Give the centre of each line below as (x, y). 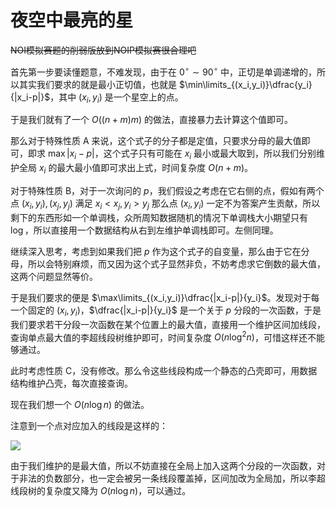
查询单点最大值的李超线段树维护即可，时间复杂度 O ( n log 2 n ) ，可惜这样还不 (163, 336)
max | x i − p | (71, 154)
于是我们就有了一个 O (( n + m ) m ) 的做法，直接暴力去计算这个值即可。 (152, 120)
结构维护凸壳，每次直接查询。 (71, 383)
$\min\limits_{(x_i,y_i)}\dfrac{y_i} (245, 84)
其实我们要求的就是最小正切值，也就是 (97, 84)
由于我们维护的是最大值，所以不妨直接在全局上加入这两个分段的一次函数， (163, 466)
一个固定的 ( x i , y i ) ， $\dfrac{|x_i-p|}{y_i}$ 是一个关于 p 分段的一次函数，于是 (166, 311)
